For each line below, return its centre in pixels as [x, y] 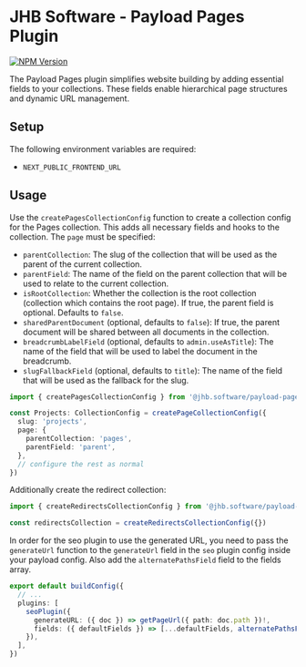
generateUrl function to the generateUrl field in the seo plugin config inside [150, 550]
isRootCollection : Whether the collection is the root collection [139, 292]
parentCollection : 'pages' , [79, 439]
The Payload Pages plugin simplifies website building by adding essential [147, 78]
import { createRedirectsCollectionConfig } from [106, 507]
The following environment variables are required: [103, 149]
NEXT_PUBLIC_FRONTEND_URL [71, 167]
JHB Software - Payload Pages [127, 17]
